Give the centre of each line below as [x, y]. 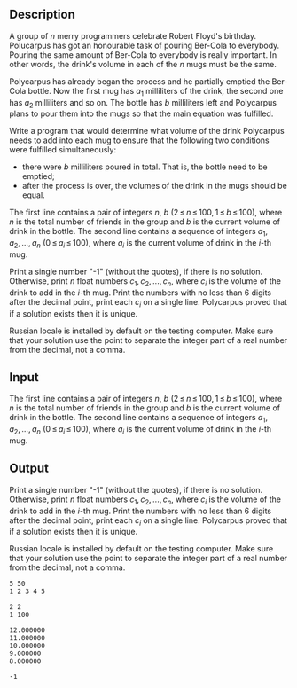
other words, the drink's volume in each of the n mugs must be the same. [143, 64]
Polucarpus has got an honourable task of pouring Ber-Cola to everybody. [145, 45]
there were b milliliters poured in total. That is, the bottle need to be [145, 167]
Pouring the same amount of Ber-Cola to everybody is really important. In [143, 55]
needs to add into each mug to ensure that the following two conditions [140, 140]
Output [29, 469]
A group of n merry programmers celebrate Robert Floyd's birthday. [133, 35]
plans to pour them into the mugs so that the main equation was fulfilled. [141, 113]
